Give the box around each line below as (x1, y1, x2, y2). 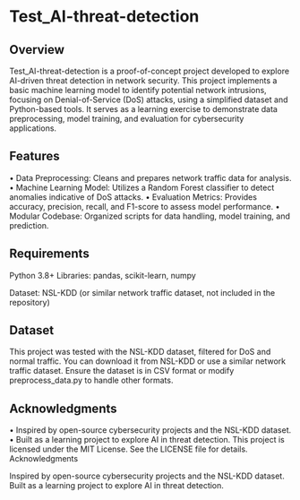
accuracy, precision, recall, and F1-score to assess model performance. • (9, 201, 280, 211)
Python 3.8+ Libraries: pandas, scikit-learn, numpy (9, 270, 197, 280)
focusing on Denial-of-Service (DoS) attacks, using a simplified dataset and (9, 94, 288, 105)
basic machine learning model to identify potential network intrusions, (9, 85, 267, 95)
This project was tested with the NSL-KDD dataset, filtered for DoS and (9, 347, 271, 358)
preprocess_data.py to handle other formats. (9, 375, 174, 386)
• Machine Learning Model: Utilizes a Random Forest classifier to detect (9, 182, 275, 193)
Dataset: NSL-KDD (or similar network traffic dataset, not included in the (9, 287, 276, 297)
